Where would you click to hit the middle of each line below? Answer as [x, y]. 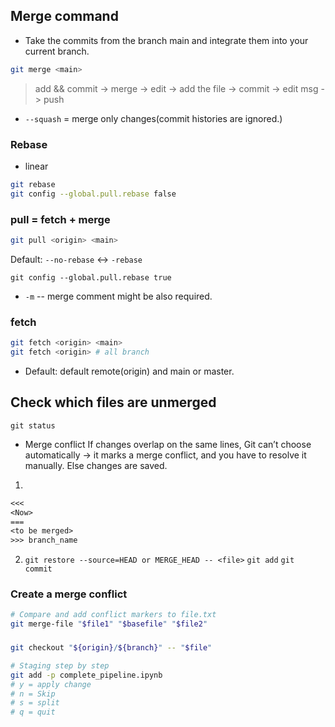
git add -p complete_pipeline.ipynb [86, 675]
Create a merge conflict [69, 594]
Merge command [64, 16]
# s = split [35, 703]
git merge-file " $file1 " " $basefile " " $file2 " [109, 624]
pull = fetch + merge [60, 219]
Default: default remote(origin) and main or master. [129, 371]
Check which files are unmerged [113, 402]
